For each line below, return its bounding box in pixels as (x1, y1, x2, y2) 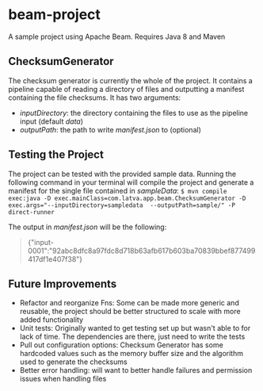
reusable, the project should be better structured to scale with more (19, 307, 241, 316)
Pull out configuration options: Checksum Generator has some (19, 340, 223, 350)
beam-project (8, 6, 101, 24)
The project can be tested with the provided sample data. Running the (8, 169, 236, 178)
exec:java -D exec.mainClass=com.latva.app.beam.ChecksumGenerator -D (8, 194, 246, 202)
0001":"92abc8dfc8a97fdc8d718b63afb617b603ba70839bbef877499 (27, 246, 256, 255)
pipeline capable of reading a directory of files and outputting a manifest (8, 84, 245, 94)
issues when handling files (19, 374, 107, 384)
